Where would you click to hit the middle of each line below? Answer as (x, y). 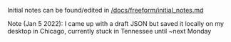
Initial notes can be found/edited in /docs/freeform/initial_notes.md (106, 10)
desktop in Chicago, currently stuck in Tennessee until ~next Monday (109, 31)
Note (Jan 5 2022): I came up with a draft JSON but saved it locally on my (116, 23)
